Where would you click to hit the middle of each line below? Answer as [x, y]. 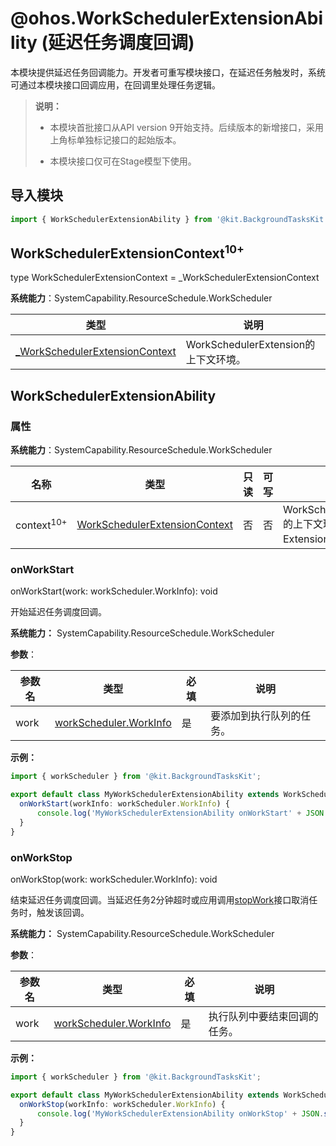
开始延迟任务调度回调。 [58, 612]
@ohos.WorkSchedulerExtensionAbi [167, 18]
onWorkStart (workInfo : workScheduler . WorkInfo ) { [124, 804]
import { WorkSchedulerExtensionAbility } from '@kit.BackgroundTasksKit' [169, 219]
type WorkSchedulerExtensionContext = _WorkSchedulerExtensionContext [165, 278]
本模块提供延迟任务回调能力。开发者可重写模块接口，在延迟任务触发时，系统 [168, 72]
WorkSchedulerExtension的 [250, 345]
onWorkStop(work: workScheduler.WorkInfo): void [114, 879]
